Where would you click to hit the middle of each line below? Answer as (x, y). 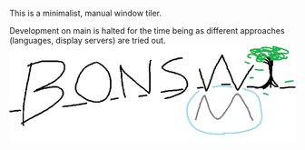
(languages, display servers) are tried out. (88, 40)
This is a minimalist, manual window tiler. (85, 13)
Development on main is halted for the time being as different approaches (147, 30)
